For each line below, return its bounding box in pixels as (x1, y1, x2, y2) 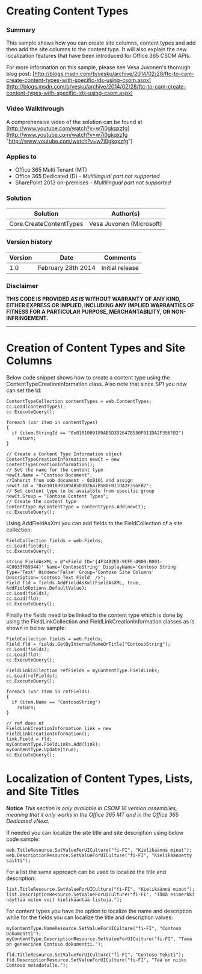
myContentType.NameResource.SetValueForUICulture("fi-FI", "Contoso (6, 925, 182, 931)
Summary (6, 26, 36, 34)
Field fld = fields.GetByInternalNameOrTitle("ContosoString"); (6, 641, 171, 647)
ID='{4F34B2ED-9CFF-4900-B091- (84, 558, 163, 564)
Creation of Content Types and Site (6, 342, 185, 355)
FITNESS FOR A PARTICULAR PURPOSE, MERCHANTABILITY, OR (6, 308, 171, 315)
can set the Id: (6, 387, 42, 394)
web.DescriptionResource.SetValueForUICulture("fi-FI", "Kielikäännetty (6, 852, 192, 858)
